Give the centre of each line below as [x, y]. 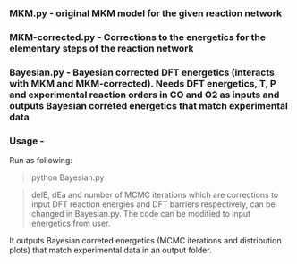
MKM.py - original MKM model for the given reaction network [146, 13]
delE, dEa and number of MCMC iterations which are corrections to [155, 195]
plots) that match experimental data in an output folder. [110, 250]
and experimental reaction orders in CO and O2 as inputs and [144, 95]
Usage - [27, 141]
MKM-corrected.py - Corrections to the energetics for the [138, 37]
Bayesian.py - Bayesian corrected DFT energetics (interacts [142, 72]
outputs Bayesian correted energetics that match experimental [148, 105]
